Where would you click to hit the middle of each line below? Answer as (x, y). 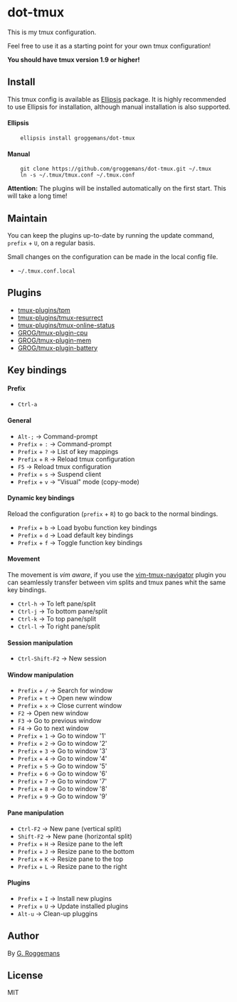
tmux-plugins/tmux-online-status (66, 325)
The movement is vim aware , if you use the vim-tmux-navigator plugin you (117, 574)
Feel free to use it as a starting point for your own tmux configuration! (109, 46)
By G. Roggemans (34, 953)
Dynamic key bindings (41, 498)
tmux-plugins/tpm (44, 310)
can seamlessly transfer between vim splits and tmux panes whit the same (117, 582)
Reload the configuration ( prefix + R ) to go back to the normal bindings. (113, 514)
